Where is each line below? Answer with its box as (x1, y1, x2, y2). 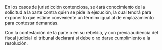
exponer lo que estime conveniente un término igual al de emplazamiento (5, 15, 154, 20)
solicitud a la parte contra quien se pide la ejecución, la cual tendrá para (5, 9, 152, 15)
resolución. (5, 40, 28, 46)
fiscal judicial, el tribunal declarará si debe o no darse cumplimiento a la (5, 35, 150, 41)
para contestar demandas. (5, 20, 59, 26)
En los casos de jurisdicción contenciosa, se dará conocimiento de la (5, 4, 145, 10)
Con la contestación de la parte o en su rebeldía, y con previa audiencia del (5, 30, 158, 35)
